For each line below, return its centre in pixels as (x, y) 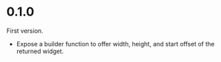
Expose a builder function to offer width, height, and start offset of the (115, 44)
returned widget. (40, 51)
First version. (25, 31)
